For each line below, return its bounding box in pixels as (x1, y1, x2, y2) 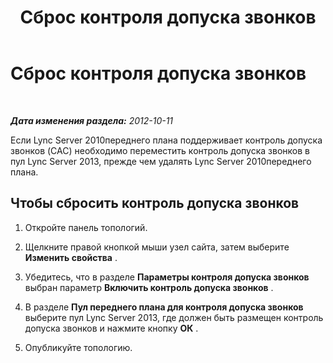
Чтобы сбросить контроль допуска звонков (10, 195, 300, 212)
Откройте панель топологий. (24, 221, 148, 233)
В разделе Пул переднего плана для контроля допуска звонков (24, 301, 304, 313)
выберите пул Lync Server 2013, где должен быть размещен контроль (24, 311, 324, 323)
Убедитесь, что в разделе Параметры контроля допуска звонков (24, 271, 310, 283)
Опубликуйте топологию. (24, 341, 133, 353)
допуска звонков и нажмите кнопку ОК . (24, 322, 199, 334)
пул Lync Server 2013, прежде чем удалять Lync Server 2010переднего (10, 155, 312, 167)
